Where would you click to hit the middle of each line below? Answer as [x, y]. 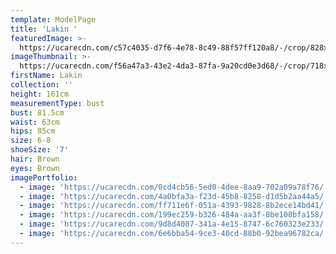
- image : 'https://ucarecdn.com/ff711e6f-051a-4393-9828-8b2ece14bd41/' [174, 206]
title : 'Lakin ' [44, 29]
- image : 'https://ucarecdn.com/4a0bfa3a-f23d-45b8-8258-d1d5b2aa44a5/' [174, 196]
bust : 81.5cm [37, 112]
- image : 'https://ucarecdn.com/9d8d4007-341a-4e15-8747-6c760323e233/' [174, 224]
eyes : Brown [35, 168]
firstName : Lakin [46, 76]
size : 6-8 [31, 141]
